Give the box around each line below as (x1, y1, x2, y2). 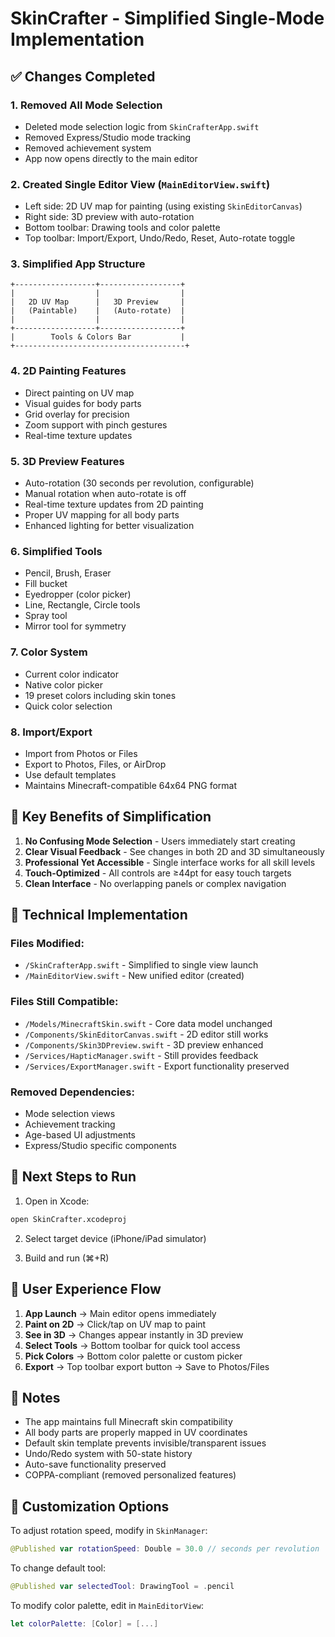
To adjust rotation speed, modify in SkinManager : (10, 1525, 208, 1537)
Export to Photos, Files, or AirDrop (24, 758, 167, 770)
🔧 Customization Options (10, 1498, 170, 1515)
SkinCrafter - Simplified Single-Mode (10, 7, 325, 30)
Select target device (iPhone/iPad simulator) (24, 1232, 207, 1244)
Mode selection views (24, 1108, 116, 1120)
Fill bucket (24, 578, 68, 590)
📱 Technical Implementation (10, 907, 188, 924)
